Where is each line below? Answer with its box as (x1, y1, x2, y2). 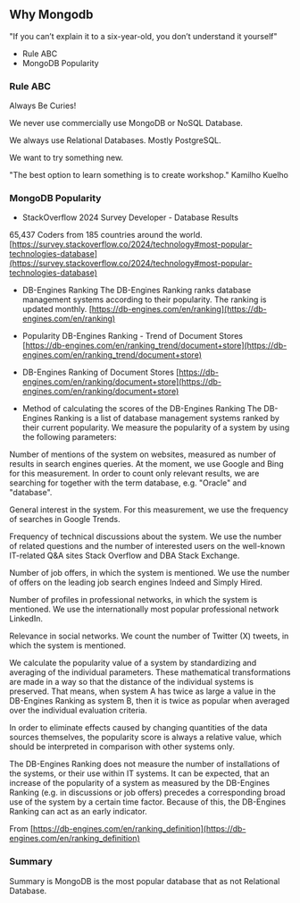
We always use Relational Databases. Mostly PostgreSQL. (9, 135, 221, 146)
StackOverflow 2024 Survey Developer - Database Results (21, 212, 239, 223)
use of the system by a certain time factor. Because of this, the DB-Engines (9, 797, 287, 807)
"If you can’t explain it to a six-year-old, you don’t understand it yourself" (9, 30, 279, 41)
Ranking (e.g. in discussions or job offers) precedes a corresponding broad (9, 787, 286, 798)
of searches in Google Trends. (9, 514, 121, 525)
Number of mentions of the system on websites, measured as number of (9, 449, 277, 460)
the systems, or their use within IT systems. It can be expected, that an (9, 768, 270, 779)
